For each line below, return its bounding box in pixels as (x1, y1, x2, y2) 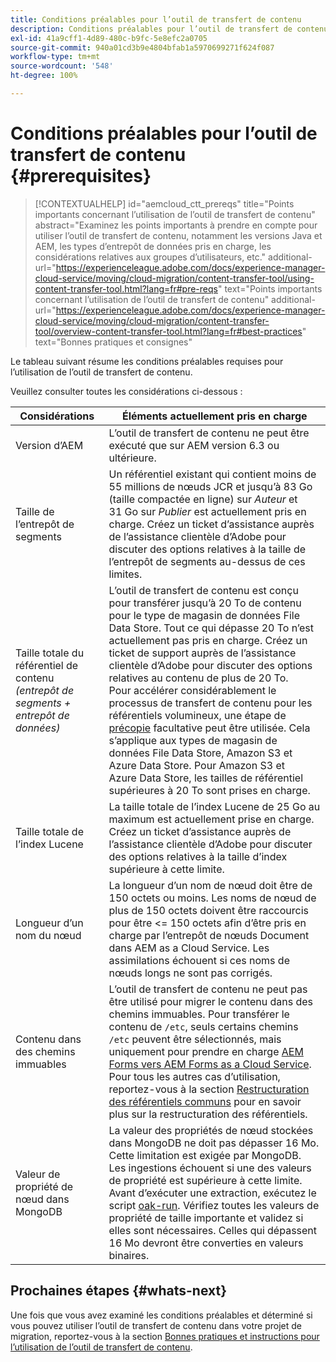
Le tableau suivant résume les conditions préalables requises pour (10, 355, 284, 367)
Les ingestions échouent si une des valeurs (108, 1161, 312, 1175)
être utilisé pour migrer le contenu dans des (108, 994, 313, 1008)
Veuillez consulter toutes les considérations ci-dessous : (10, 385, 243, 397)
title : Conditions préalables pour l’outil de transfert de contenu (10, 14, 302, 25)
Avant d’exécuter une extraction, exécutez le (108, 1186, 317, 1200)
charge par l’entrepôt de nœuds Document (108, 928, 310, 942)
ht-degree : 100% (10, 71, 78, 81)
